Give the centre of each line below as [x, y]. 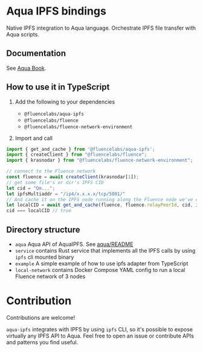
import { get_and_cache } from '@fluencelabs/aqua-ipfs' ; [81, 149]
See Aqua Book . [26, 68]
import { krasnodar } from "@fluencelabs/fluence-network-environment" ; [100, 161]
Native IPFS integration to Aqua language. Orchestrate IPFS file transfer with [101, 28]
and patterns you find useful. [42, 342]
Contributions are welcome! [41, 317]
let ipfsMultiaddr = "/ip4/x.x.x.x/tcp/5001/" [66, 194]
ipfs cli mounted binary [44, 257]
